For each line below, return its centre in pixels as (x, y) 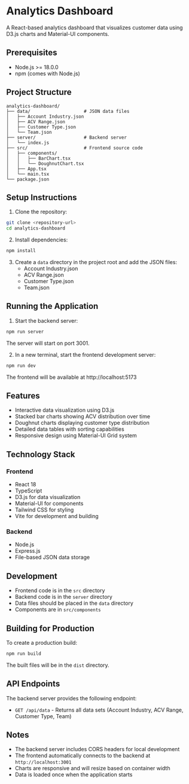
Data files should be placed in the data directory (74, 603)
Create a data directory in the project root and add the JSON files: (96, 262)
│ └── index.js (28, 143)
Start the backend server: (46, 320)
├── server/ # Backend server (67, 137)
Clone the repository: (41, 212)
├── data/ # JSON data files (68, 111)
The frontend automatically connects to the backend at (83, 756)
